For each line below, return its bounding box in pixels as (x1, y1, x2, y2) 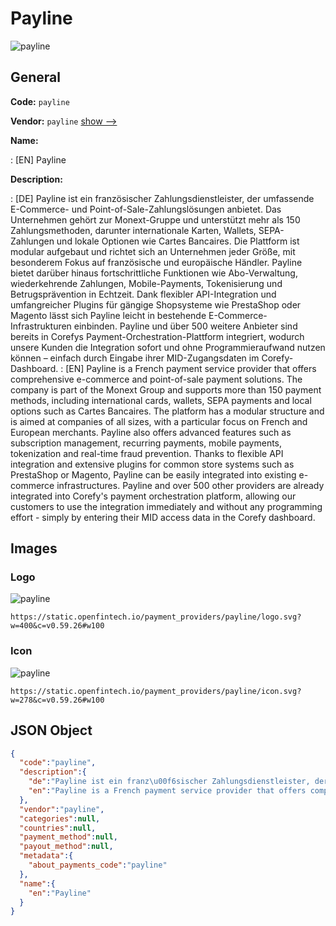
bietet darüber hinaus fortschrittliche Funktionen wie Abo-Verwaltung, (10, 267, 298, 279)
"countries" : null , (19, 823, 97, 833)
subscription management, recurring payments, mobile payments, (10, 437, 283, 449)
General (10, 69, 62, 86)
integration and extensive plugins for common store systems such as (10, 458, 295, 470)
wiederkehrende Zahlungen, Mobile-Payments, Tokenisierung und (10, 277, 283, 289)
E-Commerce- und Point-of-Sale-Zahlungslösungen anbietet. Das (10, 203, 282, 215)
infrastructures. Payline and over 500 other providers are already (56, 479, 325, 491)
